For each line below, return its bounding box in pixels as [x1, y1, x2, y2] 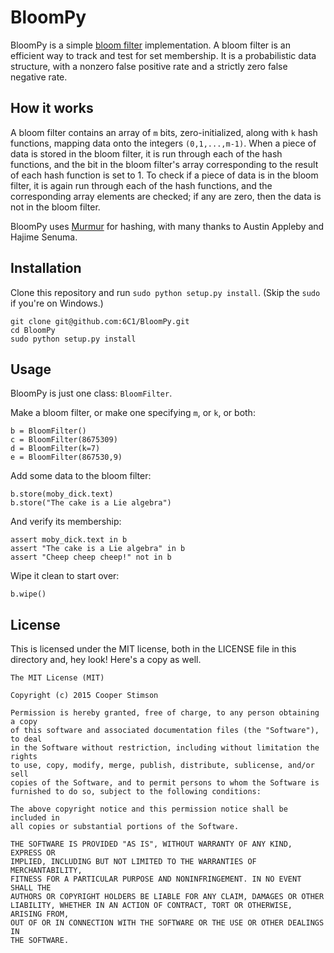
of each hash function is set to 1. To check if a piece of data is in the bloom [10, 169, 319, 181]
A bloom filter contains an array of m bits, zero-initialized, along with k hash [10, 126, 318, 138]
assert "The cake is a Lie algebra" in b [10, 544, 186, 554]
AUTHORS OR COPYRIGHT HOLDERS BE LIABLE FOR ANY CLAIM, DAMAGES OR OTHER [10, 892, 325, 902]
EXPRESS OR [10, 848, 56, 858]
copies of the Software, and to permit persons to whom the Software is [10, 778, 320, 788]
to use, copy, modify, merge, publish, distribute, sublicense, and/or [10, 761, 315, 771]
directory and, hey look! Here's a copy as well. [10, 654, 202, 666]
